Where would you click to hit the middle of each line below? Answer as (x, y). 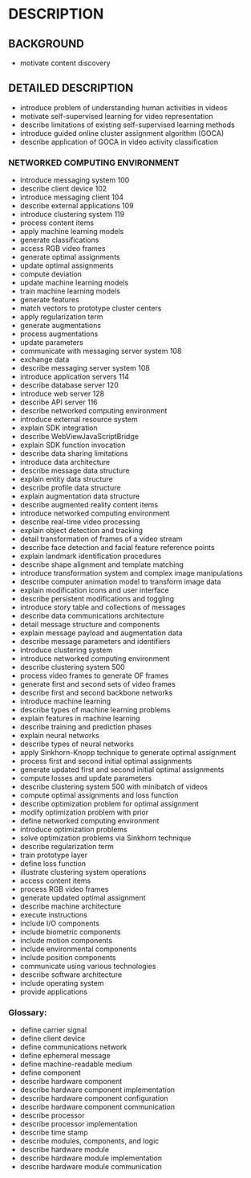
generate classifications (59, 240)
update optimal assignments (67, 265)
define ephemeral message (65, 1056)
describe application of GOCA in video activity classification (119, 142)
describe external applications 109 (77, 206)
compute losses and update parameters (86, 778)
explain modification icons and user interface (95, 590)
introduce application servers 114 (75, 377)
